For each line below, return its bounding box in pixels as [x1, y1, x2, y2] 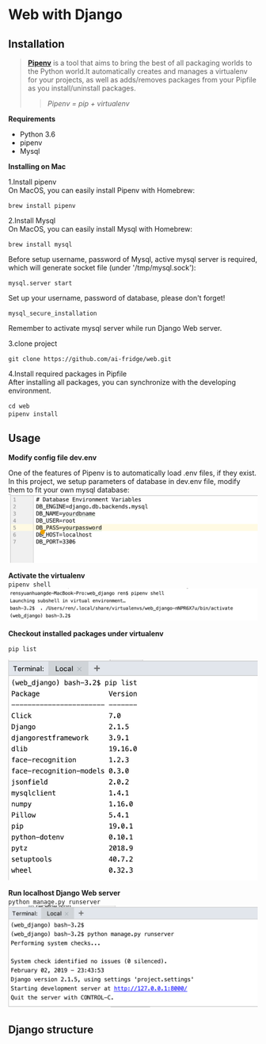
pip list [8, 645, 37, 654]
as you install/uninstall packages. [27, 83, 136, 93]
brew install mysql [8, 240, 73, 248]
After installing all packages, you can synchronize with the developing [8, 378, 236, 386]
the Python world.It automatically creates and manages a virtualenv [27, 67, 248, 76]
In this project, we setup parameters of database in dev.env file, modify [8, 476, 241, 486]
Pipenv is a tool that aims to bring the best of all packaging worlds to [27, 58, 253, 67]
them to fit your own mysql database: [8, 485, 130, 494]
